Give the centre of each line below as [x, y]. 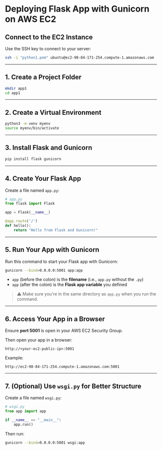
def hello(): [18, 226]
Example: [14, 358]
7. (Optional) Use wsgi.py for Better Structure [73, 386]
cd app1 [13, 93]
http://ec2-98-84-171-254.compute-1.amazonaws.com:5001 [62, 367]
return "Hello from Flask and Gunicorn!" [56, 230]
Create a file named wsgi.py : [33, 398]
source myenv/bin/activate [32, 128]
